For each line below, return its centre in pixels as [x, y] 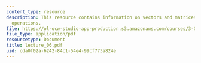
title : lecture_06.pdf [34, 46]
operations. [27, 23]
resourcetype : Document [36, 40]
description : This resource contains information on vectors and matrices [101, 17]
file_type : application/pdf [41, 34]
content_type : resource [36, 12]
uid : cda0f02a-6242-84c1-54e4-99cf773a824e [61, 51]
